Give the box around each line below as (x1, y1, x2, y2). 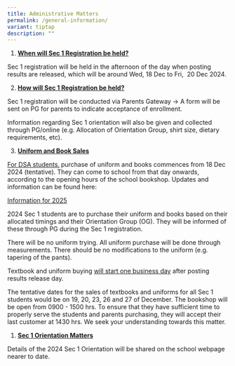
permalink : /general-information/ (7, 17, 109, 24)
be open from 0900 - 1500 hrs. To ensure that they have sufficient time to (7, 303, 220, 311)
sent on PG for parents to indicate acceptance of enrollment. (7, 104, 182, 113)
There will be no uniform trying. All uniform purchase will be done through (7, 238, 221, 247)
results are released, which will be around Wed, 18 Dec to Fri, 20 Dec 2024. (7, 70, 227, 79)
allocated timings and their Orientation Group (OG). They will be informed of (7, 217, 227, 226)
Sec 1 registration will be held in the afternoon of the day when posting (7, 62, 212, 71)
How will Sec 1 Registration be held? (17, 83, 125, 92)
